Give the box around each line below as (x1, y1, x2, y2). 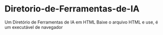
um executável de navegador (4, 24, 63, 30)
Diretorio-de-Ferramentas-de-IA (4, 3, 140, 14)
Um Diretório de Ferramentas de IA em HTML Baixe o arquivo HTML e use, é (4, 19, 158, 25)
